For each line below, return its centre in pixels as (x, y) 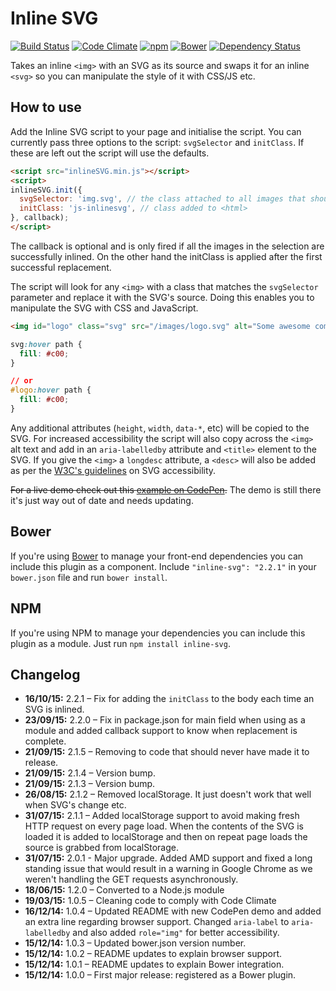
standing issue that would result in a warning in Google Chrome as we (168, 869)
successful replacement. (61, 267)
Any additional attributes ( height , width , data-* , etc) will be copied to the (160, 428)
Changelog (45, 674)
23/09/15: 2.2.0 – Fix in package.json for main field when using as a (165, 720)
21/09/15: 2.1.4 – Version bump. (90, 773)
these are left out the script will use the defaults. (110, 153)
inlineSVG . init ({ (46, 190)
